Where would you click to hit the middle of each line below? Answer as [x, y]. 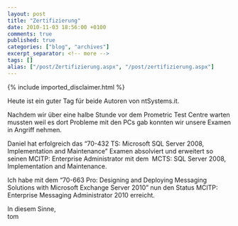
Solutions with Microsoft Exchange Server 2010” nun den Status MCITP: [113, 187]
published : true [31, 41]
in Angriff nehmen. [35, 129]
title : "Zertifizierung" [44, 21]
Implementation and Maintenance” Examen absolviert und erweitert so [110, 151]
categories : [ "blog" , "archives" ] [59, 47]
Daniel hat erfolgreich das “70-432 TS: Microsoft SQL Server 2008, [106, 144]
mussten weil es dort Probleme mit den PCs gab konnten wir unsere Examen [119, 122]
